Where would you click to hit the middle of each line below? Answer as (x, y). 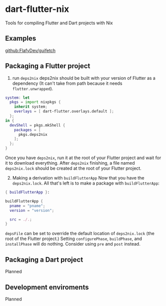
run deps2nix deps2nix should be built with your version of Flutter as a (84, 78)
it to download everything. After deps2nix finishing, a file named (70, 163)
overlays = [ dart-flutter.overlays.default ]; (64, 112)
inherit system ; (31, 107)
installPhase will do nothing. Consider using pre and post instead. (73, 244)
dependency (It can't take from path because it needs (67, 83)
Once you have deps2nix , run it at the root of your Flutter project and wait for (83, 158)
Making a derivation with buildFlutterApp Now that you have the (78, 178)
